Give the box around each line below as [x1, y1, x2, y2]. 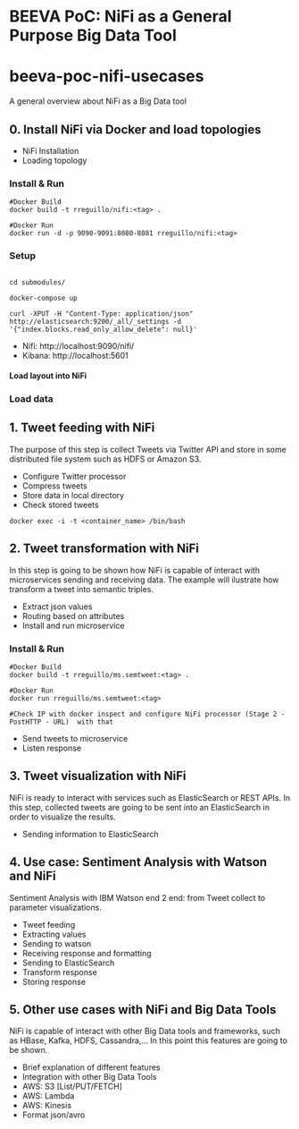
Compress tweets [21, 480, 87, 491]
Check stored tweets [21, 499, 100, 510]
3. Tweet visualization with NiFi [9, 768, 187, 784]
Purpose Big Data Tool [9, 25, 177, 46]
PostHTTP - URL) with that [9, 717, 114, 726]
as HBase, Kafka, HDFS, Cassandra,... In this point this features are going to [9, 1035, 288, 1046]
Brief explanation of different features [21, 1062, 161, 1073]
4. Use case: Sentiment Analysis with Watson [9, 854, 268, 870]
